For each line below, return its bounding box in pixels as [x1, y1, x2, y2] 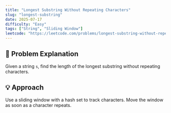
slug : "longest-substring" [5, 12, 63, 17]
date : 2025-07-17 [5, 17, 42, 22]
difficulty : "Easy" [5, 21, 47, 27]
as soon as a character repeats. [5, 102, 72, 108]
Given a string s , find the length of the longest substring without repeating [5, 63, 160, 69]
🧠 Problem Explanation [5, 50, 79, 58]
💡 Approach [5, 83, 44, 92]
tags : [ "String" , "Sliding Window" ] [5, 26, 83, 31]
